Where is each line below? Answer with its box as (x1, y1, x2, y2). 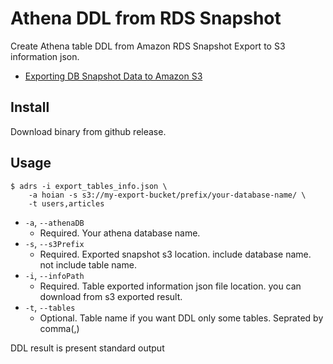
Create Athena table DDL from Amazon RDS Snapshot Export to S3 (10, 40, 286, 52)
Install (10, 99, 50, 116)
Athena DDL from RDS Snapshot (10, 7, 282, 30)
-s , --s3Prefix (24, 237, 85, 249)
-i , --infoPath (24, 269, 85, 281)
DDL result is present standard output (10, 342, 165, 354)
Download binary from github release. (10, 125, 167, 137)
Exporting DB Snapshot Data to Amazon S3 (24, 70, 203, 82)
